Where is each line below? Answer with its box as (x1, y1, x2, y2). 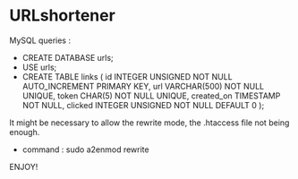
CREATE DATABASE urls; (21, 52, 114, 63)
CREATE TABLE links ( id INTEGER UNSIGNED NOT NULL (21, 71, 233, 81)
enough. (9, 126, 40, 137)
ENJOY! (9, 161, 38, 172)
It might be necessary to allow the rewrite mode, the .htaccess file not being (9, 117, 290, 128)
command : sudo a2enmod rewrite (21, 144, 149, 155)
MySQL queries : (9, 35, 72, 46)
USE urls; (21, 62, 57, 72)
